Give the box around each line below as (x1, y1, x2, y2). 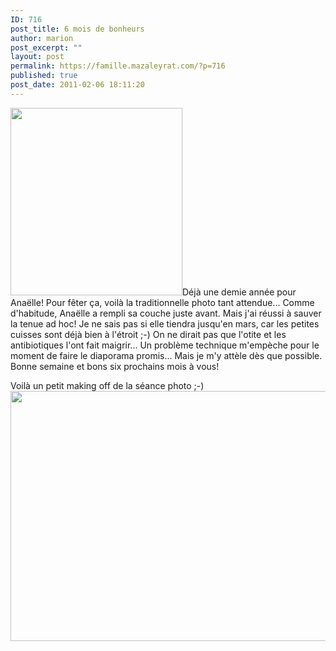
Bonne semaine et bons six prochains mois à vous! (10, 360, 220, 372)
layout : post (10, 52, 65, 62)
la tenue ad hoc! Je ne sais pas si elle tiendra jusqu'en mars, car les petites (10, 317, 320, 330)
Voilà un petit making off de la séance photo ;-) (10, 379, 205, 391)
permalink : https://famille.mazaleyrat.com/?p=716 (10, 61, 226, 71)
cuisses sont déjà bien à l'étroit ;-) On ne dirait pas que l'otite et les (10, 328, 287, 340)
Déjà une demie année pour (182, 286, 297, 298)
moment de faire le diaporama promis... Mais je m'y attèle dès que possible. (10, 349, 323, 361)
